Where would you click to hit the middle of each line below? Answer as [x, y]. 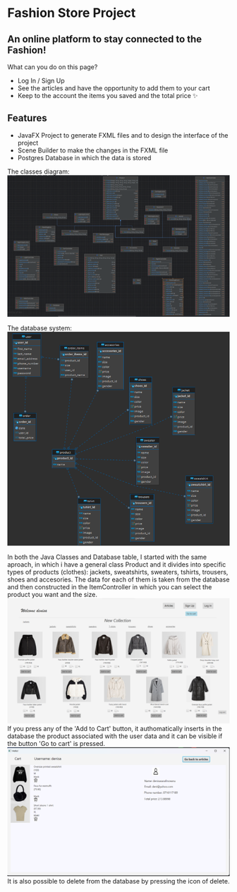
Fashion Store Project [72, 13]
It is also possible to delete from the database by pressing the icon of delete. [119, 881]
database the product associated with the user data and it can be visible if [115, 736]
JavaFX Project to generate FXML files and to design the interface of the [123, 135]
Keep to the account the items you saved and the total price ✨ [108, 96]
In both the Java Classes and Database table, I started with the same [107, 557]
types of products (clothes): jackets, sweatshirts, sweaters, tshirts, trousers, [118, 572]
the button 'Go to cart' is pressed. [56, 743]
